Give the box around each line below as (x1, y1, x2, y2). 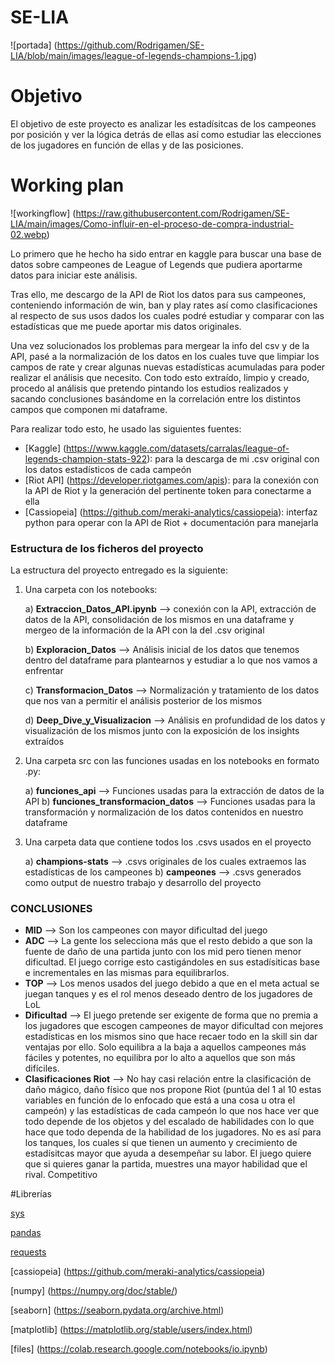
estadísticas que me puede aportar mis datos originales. (10, 320, 242, 332)
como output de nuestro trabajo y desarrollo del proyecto (24, 877, 262, 889)
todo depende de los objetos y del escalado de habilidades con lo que (24, 1116, 315, 1128)
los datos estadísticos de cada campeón (24, 463, 192, 475)
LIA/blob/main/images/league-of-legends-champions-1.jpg (10, 49, 254, 61)
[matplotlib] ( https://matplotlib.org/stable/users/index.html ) (10, 1324, 253, 1336)
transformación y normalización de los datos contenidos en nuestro (24, 806, 304, 818)
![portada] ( (10, 39, 58, 51)
